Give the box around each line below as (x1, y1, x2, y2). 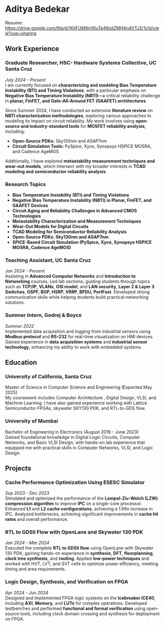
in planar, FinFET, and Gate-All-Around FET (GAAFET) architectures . (5, 98, 147, 104)
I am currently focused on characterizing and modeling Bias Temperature (5, 82, 157, 88)
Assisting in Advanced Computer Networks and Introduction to (5, 273, 136, 279)
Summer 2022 (5, 323, 34, 329)
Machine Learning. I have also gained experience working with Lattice (5, 400, 147, 406)
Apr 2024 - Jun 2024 (5, 589, 48, 595)
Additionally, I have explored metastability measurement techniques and (5, 158, 155, 164)
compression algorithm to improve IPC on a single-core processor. (5, 501, 142, 507)
